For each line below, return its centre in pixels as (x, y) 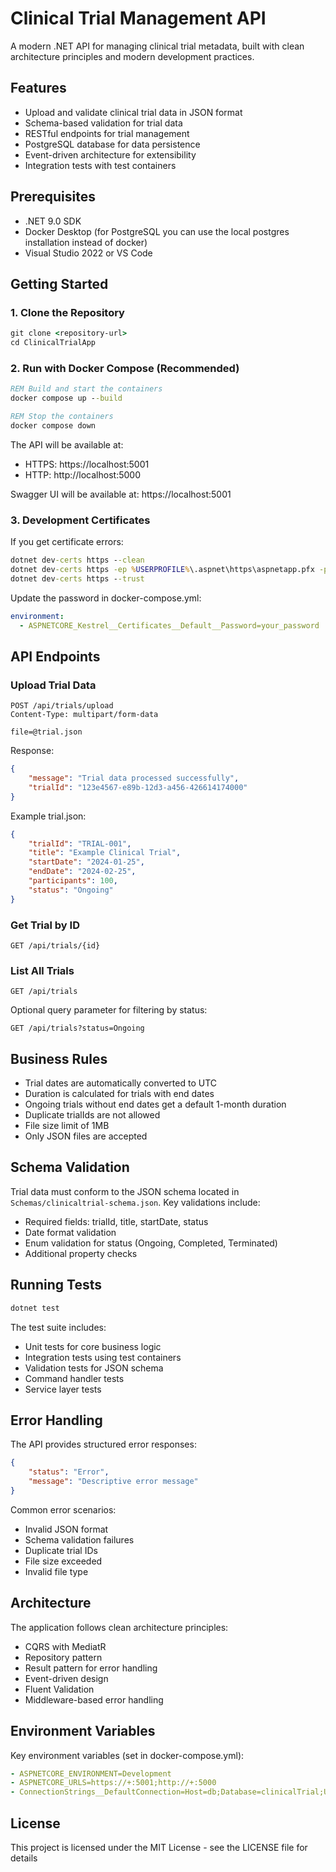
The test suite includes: (58, 1327)
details (24, 1858)
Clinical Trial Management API (138, 18)
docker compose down (53, 425)
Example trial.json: (48, 816)
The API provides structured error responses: (103, 1444)
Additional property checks (81, 1253)
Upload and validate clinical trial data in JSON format (133, 112)
